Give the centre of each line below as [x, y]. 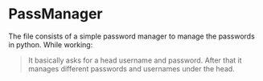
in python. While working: [51, 44]
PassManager [55, 14]
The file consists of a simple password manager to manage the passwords [131, 36]
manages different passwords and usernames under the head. [131, 68]
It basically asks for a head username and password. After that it [135, 60]
